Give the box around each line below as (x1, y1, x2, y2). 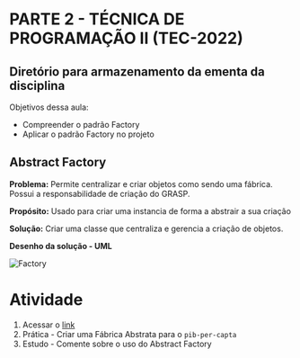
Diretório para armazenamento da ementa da (9, 64, 265, 79)
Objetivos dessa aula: (9, 102, 89, 112)
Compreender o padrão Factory (22, 120, 140, 130)
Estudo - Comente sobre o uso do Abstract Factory (22, 338, 213, 349)
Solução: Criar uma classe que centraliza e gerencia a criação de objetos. (9, 223, 284, 234)
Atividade (9, 290, 84, 309)
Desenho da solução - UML (9, 240, 112, 251)
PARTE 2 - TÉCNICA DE (9, 9, 185, 30)
